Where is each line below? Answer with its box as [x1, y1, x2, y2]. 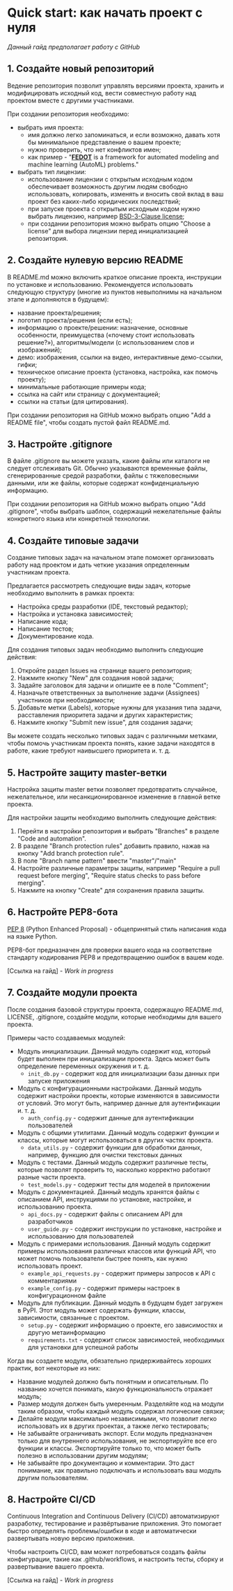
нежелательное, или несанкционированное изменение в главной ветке [7, 792, 221, 801]
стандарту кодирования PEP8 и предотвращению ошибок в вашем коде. [7, 953, 225, 962]
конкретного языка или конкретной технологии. [7, 515, 151, 523]
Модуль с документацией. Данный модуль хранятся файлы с [17, 1187, 200, 1196]
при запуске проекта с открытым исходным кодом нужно [27, 204, 200, 213]
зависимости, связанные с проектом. [17, 1313, 130, 1322]
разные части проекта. [17, 1173, 86, 1181]
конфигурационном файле [27, 1291, 106, 1299]
